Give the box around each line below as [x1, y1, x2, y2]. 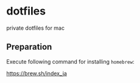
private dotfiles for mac [6, 24, 65, 32]
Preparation [6, 42, 52, 52]
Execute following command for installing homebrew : [6, 58, 135, 65]
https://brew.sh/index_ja [6, 70, 67, 77]
